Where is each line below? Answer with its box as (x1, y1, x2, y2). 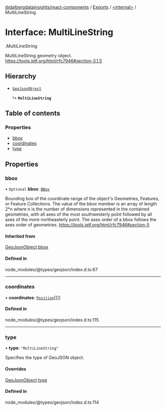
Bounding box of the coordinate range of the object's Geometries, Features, (5, 196, 160, 202)
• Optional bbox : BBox (5, 186, 50, 192)
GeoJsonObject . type (5, 377, 47, 383)
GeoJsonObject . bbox (5, 244, 48, 250)
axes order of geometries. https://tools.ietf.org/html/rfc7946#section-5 (5, 222, 150, 228)
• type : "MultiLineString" (5, 345, 59, 351)
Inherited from (5, 233, 36, 239)
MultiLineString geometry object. (5, 52, 72, 58)
